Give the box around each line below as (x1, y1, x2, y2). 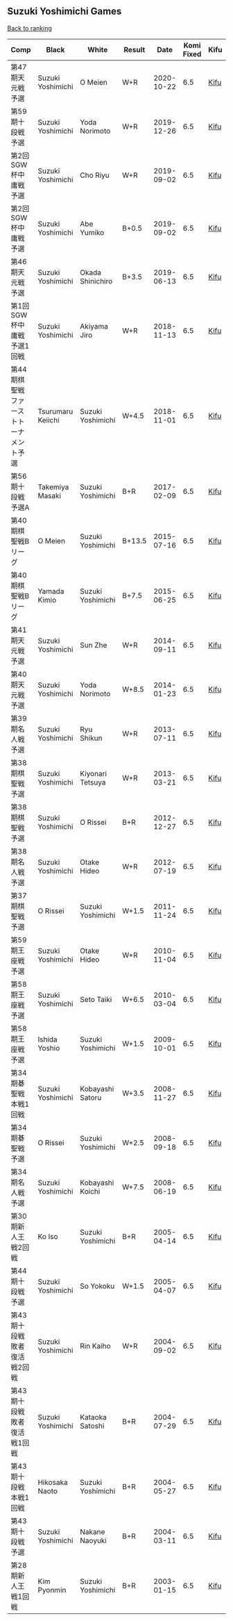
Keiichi (37, 415, 60, 425)
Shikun (79, 733, 103, 743)
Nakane (79, 1527, 105, 1536)
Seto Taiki (79, 994, 112, 1004)
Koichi (79, 1186, 101, 1196)
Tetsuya (79, 777, 106, 787)
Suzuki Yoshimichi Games (7, 6, 122, 17)
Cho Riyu (79, 170, 110, 180)
